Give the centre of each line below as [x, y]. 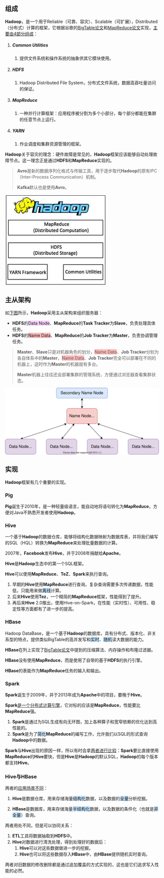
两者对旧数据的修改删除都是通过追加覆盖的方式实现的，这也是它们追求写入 [80, 865]
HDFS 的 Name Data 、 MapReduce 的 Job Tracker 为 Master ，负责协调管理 [85, 335]
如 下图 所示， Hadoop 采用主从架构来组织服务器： [54, 313]
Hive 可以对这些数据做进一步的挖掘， [56, 848]
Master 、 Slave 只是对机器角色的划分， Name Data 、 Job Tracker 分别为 [88, 352]
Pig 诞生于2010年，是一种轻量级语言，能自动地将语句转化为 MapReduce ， [79, 507]
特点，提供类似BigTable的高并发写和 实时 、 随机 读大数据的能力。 [82, 639]
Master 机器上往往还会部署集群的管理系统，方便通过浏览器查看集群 [84, 374]
